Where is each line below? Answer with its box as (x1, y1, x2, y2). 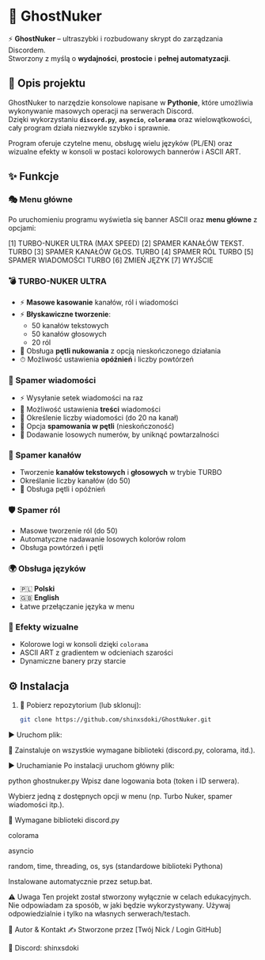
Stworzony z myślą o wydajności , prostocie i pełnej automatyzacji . (8, 53, 231, 63)
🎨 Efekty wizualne (8, 622, 79, 633)
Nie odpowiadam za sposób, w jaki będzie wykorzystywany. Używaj (8, 900, 231, 910)
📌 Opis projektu (8, 77, 85, 90)
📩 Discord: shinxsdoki (8, 943, 79, 952)
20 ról (31, 337, 51, 347)
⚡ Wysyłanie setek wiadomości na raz (19, 393, 144, 403)
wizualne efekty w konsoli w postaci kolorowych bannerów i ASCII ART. (8, 147, 241, 156)
